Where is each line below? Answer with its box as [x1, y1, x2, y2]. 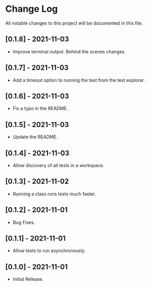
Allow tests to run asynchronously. [12, 248, 86, 254]
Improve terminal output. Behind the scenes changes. [12, 48, 126, 54]
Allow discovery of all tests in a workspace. [12, 162, 104, 168]
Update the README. [12, 134, 58, 140]
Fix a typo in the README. [12, 106, 68, 112]
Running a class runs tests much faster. [12, 191, 96, 197]
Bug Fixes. [12, 219, 35, 226]
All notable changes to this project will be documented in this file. [5, 20, 143, 26]
